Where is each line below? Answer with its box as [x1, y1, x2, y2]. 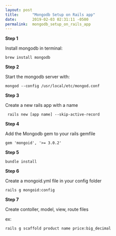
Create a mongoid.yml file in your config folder [5, 178, 102, 184]
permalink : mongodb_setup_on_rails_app [5, 21, 91, 27]
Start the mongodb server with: [5, 74, 70, 80]
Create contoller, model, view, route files [5, 206, 89, 213]
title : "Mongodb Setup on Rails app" [5, 12, 95, 17]
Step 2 [5, 64, 19, 70]
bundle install [5, 159, 37, 165]
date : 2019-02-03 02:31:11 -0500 [5, 17, 89, 22]
